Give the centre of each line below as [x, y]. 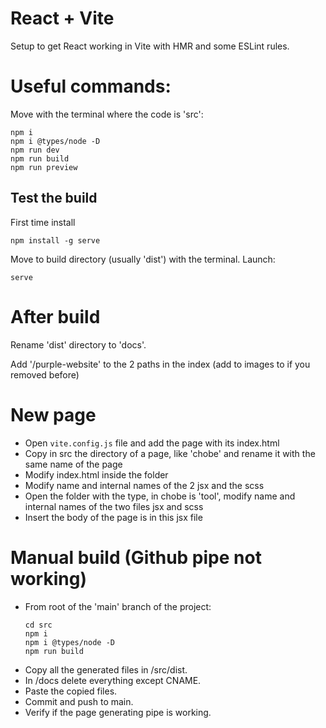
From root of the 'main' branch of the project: [118, 606]
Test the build [54, 198]
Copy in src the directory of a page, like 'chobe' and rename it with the [170, 453]
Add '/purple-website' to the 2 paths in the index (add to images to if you [160, 364]
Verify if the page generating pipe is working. [118, 712]
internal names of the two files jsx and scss [114, 506]
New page [53, 414]
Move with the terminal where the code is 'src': [107, 114]
